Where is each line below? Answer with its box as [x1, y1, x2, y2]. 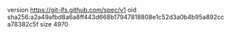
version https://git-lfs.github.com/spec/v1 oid [7, 6, 137, 14]
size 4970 [40, 20, 68, 28]
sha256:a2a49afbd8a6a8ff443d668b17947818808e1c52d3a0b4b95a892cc [7, 13, 225, 21]
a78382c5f [7, 20, 39, 28]
